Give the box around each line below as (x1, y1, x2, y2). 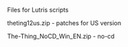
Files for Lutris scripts (7, 6, 69, 14)
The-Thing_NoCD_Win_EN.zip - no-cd (7, 32, 115, 40)
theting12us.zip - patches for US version (7, 19, 122, 27)
